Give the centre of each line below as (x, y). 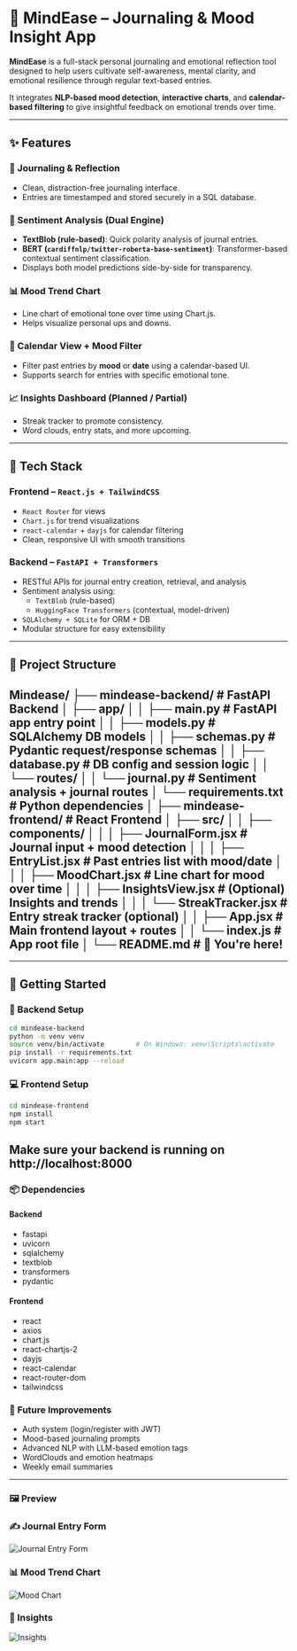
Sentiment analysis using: (69, 591)
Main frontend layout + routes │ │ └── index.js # (145, 930)
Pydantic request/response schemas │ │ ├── (137, 750)
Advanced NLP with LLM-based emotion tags (105, 1448)
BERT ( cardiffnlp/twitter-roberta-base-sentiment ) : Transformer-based (155, 248)
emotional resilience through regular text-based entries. (110, 80)
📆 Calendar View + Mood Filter (76, 347)
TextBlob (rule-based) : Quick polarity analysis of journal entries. (140, 239)
